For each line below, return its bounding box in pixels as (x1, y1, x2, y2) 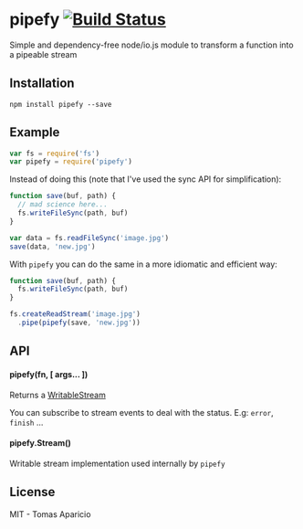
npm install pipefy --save (9, 100, 112, 109)
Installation (9, 76, 75, 91)
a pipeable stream (9, 48, 78, 59)
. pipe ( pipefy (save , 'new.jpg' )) (17, 318, 141, 328)
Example (9, 124, 60, 141)
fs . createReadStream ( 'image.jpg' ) (9, 310, 141, 319)
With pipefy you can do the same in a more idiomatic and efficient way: (9, 259, 278, 270)
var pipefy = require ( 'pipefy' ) (9, 157, 132, 166)
